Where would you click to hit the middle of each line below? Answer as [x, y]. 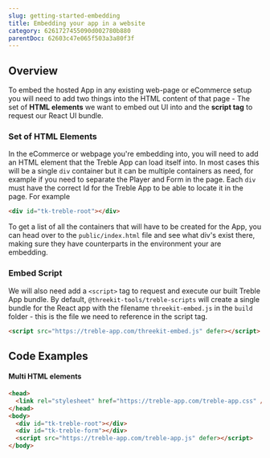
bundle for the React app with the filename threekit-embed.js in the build [131, 308]
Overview [33, 70]
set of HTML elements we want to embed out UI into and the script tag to [131, 107]
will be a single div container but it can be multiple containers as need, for [131, 171]
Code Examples [48, 356]
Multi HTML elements [45, 376]
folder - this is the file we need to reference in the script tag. [108, 316]
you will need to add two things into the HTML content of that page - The [129, 99]
